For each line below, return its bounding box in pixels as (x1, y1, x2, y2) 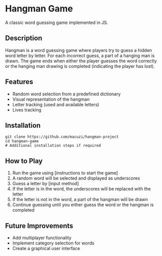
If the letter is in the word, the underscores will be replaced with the (12, 186, 151, 192)
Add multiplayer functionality (12, 235, 72, 241)
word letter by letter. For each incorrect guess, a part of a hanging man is (5, 52, 155, 58)
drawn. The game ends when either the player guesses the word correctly (5, 58, 157, 64)
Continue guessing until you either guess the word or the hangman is (12, 202, 154, 208)
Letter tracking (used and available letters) (12, 101, 99, 107)
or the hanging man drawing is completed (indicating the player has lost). (5, 63, 155, 69)
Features (5, 78, 33, 86)
